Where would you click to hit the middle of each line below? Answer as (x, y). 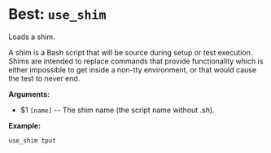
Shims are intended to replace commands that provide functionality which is (136, 61)
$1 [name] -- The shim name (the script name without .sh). (117, 110)
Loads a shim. (32, 37)
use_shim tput (33, 140)
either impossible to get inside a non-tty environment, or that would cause (133, 69)
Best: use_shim (57, 14)
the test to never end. (44, 78)
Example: (25, 125)
